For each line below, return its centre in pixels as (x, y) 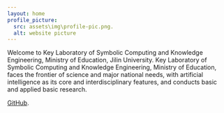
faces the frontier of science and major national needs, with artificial (105, 75)
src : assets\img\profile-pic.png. (64, 26)
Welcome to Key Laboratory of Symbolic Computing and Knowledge (105, 53)
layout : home (26, 14)
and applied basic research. (47, 89)
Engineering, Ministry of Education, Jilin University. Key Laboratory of (107, 60)
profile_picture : (32, 20)
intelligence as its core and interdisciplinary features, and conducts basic (112, 82)
